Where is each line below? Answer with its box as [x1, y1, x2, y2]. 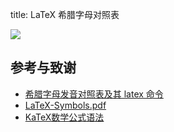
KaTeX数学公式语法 [24, 111, 105, 123]
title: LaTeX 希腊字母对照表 [10, 9, 120, 20]
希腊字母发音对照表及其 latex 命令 [24, 88, 164, 100]
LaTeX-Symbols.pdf [24, 99, 107, 111]
